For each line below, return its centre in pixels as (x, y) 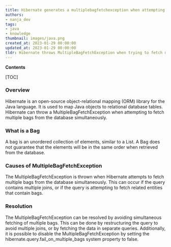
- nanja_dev (18, 19)
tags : (11, 24)
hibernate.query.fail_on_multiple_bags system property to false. (72, 239)
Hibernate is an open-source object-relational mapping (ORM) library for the (85, 101)
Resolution (19, 206)
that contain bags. (24, 193)
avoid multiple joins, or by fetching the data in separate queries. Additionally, (85, 228)
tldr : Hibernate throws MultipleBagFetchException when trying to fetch (84, 52)
